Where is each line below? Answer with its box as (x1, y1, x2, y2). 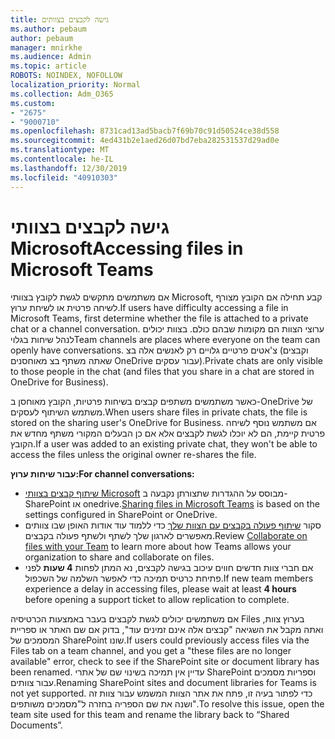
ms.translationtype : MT (10, 145, 110, 155)
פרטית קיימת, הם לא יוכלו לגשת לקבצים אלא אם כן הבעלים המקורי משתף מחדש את (10, 427, 326, 440)
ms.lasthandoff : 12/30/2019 (10, 163, 128, 173)
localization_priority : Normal (10, 80, 141, 90)
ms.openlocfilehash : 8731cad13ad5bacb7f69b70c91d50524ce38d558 (10, 126, 280, 136)
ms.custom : (10, 98, 56, 108)
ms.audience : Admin (10, 52, 92, 62)
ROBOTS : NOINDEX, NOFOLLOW (10, 71, 123, 81)
